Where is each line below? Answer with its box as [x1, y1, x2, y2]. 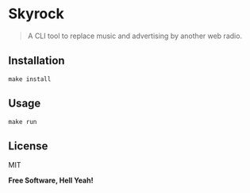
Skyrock [8, 5, 65, 23]
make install [8, 75, 52, 83]
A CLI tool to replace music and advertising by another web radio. [27, 31, 243, 41]
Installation [8, 54, 65, 68]
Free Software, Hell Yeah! [8, 176, 94, 185]
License [8, 139, 48, 152]
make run [8, 118, 37, 125]
